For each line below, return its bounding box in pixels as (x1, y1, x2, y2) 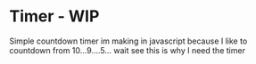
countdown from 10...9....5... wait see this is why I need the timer (9, 44, 245, 55)
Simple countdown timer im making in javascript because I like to (9, 36, 248, 46)
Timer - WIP (9, 6, 100, 27)
